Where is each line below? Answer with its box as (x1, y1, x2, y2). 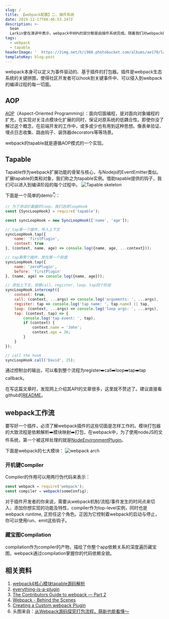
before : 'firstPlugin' (14, 269, 62, 274)
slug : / (5, 7, 22, 13)
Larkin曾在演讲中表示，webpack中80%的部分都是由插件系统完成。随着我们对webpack (10, 31, 163, 36)
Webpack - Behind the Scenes (12, 597, 76, 603)
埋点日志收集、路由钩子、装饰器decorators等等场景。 (5, 129, 116, 135)
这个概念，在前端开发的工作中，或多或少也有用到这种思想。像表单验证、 (14, 123, 164, 129)
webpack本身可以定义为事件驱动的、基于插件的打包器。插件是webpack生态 (5, 69, 162, 75)
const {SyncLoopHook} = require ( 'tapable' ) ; (5, 209, 100, 214)
